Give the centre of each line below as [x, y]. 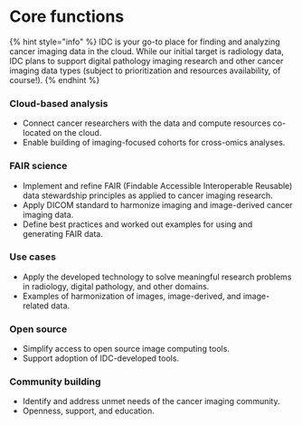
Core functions [67, 17]
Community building [55, 382]
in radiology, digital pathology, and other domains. [116, 286]
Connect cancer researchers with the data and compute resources [146, 123]
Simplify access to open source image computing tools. [126, 349]
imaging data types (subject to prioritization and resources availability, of [145, 71]
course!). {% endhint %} [55, 80]
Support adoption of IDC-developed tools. [100, 358]
